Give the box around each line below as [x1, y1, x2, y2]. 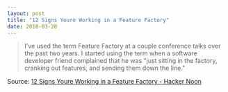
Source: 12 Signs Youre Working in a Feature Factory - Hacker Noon [7, 77, 202, 86]
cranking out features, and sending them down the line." [24, 64, 186, 73]
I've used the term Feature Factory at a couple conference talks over [24, 42, 221, 50]
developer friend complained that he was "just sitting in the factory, [24, 57, 218, 65]
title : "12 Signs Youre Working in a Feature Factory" [7, 17, 170, 24]
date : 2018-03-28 [7, 23, 58, 30]
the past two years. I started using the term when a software [24, 49, 197, 57]
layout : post [7, 10, 45, 17]
